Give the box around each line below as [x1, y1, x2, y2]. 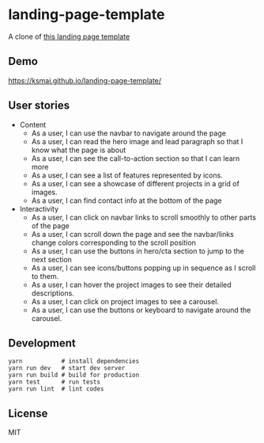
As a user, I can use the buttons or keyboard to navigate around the [31, 305, 251, 315]
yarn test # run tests [8, 378, 101, 386]
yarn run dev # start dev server [8, 365, 126, 372]
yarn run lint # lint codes [8, 385, 104, 393]
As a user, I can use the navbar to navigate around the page [31, 128, 227, 138]
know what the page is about [31, 145, 126, 155]
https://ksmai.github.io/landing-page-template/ [8, 75, 162, 85]
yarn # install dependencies [8, 357, 140, 365]
